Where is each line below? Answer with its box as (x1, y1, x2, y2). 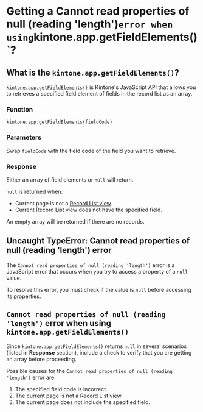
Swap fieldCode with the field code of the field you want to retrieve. (6, 147, 176, 154)
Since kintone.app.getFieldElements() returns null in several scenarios (6, 343, 187, 350)
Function (6, 105, 33, 113)
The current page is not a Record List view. (15, 392, 123, 399)
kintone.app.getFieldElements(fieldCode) (6, 119, 113, 126)
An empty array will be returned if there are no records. (6, 218, 145, 225)
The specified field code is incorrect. (15, 385, 108, 392)
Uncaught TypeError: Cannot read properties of (6, 236, 190, 246)
